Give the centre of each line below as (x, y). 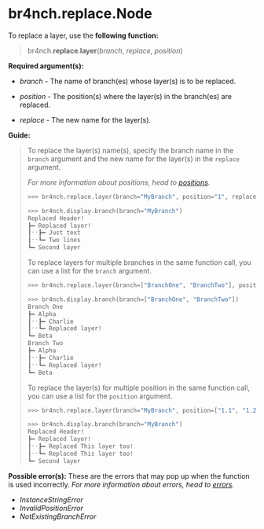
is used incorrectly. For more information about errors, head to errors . (121, 484)
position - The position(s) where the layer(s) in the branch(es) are (125, 96)
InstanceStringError (51, 499)
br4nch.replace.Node (80, 14)
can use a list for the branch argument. (89, 271)
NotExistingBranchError (58, 516)
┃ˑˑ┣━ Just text (54, 233)
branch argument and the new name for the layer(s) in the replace (133, 159)
